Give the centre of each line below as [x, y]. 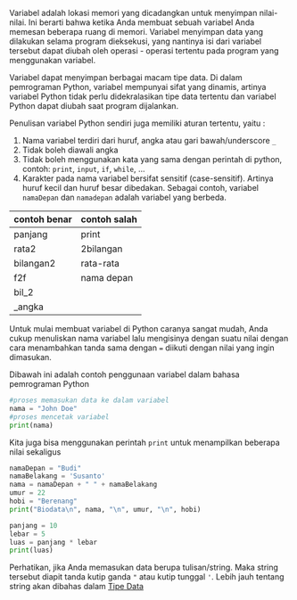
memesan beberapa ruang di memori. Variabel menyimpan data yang [136, 32]
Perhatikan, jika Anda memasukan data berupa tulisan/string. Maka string [144, 567]
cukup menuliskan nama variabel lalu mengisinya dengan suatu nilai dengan [149, 338]
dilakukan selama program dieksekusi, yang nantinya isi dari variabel [136, 41]
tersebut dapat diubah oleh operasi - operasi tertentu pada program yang [144, 51]
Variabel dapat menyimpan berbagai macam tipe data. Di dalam [126, 78]
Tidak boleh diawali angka [70, 150]
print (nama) [31, 425]
